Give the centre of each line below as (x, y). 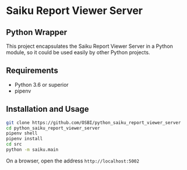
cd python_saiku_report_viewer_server (53, 128)
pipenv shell (22, 133)
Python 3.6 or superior (41, 84)
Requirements (32, 71)
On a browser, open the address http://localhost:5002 (73, 161)
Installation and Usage (47, 109)
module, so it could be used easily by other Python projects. (78, 52)
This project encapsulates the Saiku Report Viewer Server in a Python (90, 46)
